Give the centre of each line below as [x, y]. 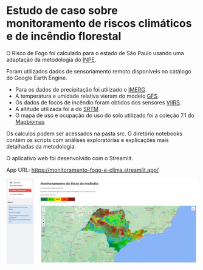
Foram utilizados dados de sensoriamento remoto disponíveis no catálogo [99, 71]
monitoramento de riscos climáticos [99, 23]
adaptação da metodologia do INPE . [51, 59]
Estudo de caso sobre [62, 11]
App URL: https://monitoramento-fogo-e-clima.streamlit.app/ [83, 170]
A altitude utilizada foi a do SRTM [57, 109]
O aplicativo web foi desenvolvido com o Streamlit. [70, 158]
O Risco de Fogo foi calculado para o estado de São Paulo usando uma [95, 53]
